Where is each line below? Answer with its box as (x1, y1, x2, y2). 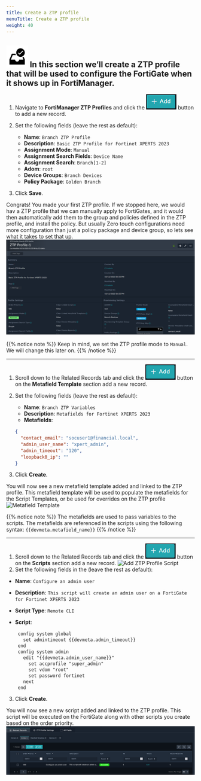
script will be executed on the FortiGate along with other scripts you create (6, 713, 190, 721)
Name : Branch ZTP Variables (23, 404, 96, 411)
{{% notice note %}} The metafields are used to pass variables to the (6, 513, 176, 520)
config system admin (17, 649, 69, 655)
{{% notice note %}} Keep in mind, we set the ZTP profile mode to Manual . (6, 341, 188, 348)
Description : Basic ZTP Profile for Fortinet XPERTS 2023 (23, 140, 169, 147)
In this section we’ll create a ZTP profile (29, 59, 181, 69)
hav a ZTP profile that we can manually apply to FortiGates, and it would (6, 208, 184, 215)
